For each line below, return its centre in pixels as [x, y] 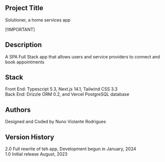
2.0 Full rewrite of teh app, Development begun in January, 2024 [71, 149]
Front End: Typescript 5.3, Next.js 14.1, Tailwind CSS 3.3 [61, 89]
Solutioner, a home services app [38, 20]
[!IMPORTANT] [20, 29]
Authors [18, 110]
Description [23, 45]
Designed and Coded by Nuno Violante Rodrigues [56, 122]
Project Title [24, 8]
